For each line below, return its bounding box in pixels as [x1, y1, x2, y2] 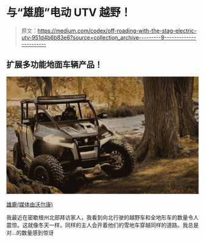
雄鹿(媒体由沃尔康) [6, 200, 54, 208]
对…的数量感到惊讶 [6, 229, 54, 236]
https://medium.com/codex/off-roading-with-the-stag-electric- [37, 27, 197, 34]
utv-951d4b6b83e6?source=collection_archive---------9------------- [21, 34, 196, 41]
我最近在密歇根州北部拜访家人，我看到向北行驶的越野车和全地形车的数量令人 [6, 213, 199, 221]
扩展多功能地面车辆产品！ [6, 59, 103, 70]
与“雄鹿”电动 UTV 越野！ [6, 5, 132, 20]
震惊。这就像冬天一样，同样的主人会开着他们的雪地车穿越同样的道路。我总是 [6, 221, 199, 229]
